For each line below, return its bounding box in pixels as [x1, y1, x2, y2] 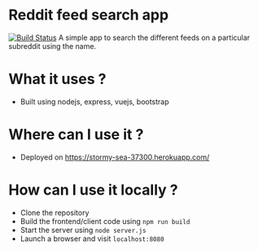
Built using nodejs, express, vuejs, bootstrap [20, 96, 169, 107]
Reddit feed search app [8, 6, 169, 24]
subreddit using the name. [8, 41, 96, 50]
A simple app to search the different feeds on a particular [58, 33, 251, 42]
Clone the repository [20, 208, 90, 217]
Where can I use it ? [8, 125, 144, 144]
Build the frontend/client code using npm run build [20, 216, 190, 226]
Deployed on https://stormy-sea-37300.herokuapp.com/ [20, 152, 210, 162]
